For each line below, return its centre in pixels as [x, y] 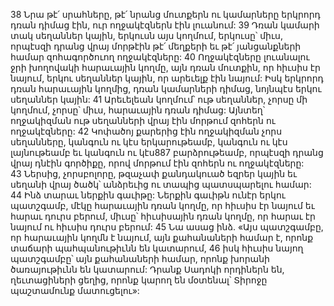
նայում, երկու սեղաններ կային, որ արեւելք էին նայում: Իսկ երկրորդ [167, 78]
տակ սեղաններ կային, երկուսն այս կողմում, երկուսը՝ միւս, [146, 35]
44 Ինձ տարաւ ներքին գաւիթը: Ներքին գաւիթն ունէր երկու [148, 195]
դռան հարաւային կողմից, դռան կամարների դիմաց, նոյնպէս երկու [166, 88]
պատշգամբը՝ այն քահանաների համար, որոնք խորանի [140, 258]
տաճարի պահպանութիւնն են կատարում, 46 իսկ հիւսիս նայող [157, 248]
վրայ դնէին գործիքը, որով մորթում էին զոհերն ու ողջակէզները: [157, 163]
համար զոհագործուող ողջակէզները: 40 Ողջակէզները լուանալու [160, 57]
